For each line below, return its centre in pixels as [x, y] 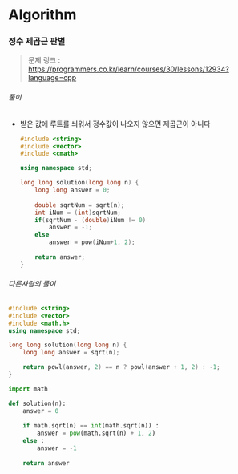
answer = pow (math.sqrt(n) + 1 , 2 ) [97, 433]
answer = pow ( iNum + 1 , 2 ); [92, 242]
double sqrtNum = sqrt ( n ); [80, 205]
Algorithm [42, 15]
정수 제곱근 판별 [37, 42]
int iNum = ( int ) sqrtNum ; [78, 213]
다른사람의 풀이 [32, 284]
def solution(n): [37, 403]
